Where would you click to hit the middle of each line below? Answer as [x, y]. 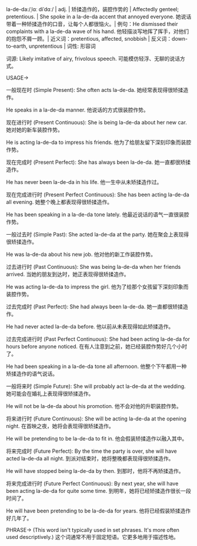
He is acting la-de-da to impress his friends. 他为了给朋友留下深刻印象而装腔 [99, 142]
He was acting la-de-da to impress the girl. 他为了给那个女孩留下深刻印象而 [97, 287]
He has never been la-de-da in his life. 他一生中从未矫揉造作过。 [84, 182]
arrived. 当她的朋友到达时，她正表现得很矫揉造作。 [68, 274]
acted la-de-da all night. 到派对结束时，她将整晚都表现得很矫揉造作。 [90, 458]
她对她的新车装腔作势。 [34, 130]
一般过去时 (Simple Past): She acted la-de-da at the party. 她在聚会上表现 [95, 234]
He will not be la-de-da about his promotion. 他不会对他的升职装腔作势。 [94, 406]
